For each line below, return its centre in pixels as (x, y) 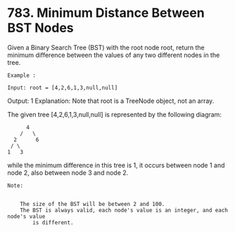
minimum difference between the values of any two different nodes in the (114, 55)
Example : (22, 75)
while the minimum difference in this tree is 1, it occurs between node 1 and (116, 165)
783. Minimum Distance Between (106, 13)
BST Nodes (40, 28)
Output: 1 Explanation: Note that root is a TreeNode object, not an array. (111, 101)
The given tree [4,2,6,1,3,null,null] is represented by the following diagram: (114, 114)
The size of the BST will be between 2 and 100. (93, 204)
